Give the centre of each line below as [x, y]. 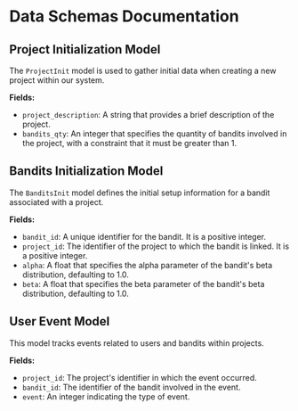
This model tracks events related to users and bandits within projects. [137, 343]
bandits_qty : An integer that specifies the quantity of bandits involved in [154, 134]
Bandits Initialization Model [86, 171]
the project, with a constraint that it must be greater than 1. [129, 143]
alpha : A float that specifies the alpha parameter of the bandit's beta [147, 265]
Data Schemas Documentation [124, 16]
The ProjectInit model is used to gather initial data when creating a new [143, 70]
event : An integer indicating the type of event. [106, 396]
